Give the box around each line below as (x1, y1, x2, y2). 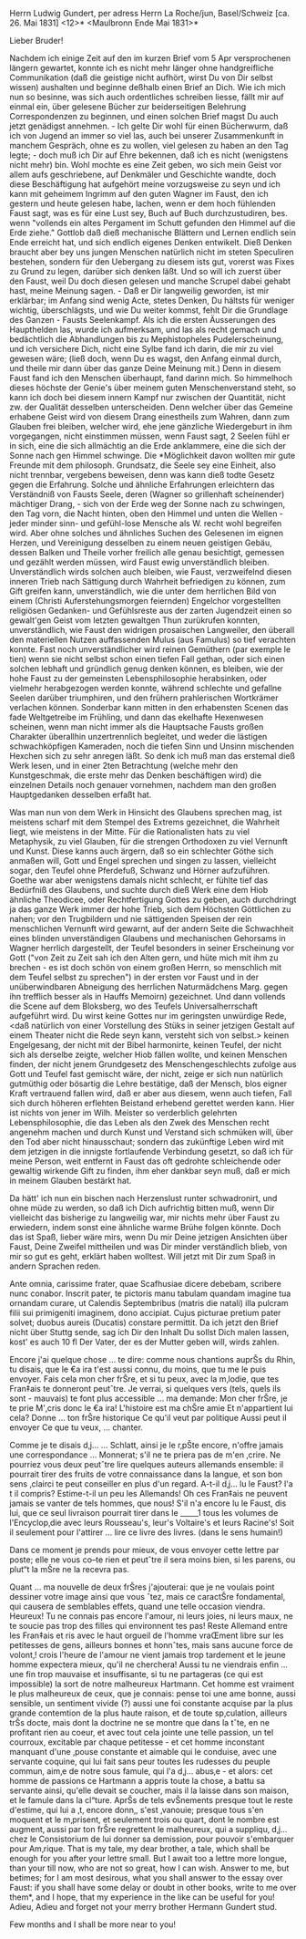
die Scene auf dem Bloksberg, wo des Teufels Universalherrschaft (9, 1001, 258, 1011)
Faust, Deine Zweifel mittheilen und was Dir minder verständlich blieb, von (9, 1241, 288, 1252)
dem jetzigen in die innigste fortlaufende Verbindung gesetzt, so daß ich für (9, 1146, 293, 1156)
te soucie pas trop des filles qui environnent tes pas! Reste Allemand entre (9, 1621, 289, 1631)
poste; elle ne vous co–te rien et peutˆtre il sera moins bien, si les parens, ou (9, 1554, 296, 1565)
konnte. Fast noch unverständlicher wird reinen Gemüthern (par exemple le (9, 644, 291, 655)
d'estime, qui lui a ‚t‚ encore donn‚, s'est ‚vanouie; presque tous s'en (9, 1805, 264, 1815)
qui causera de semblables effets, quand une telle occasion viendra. (9, 1601, 266, 1612)
